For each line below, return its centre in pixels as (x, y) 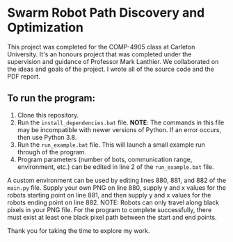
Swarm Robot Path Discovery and (106, 13)
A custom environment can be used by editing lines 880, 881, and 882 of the (117, 180)
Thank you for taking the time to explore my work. (79, 230)
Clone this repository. (48, 115)
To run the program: (51, 98)
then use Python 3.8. (47, 137)
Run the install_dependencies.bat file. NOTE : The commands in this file (121, 122)
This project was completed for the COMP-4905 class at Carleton (101, 47)
